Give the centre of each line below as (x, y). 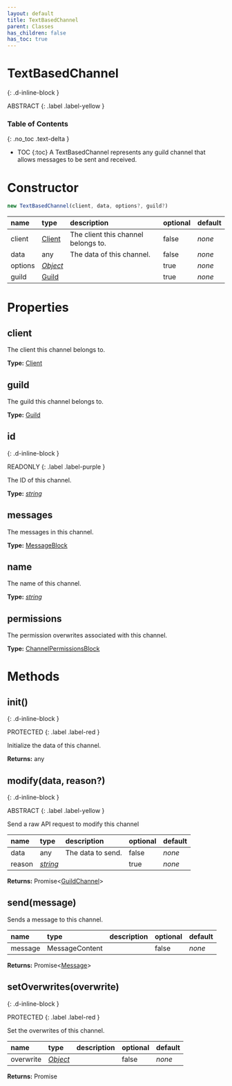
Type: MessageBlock (37, 545)
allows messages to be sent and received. (77, 160)
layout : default (30, 13)
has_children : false (37, 33)
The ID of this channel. (39, 480)
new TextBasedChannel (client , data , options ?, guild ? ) (88, 206)
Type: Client (25, 363)
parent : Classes (30, 26)
